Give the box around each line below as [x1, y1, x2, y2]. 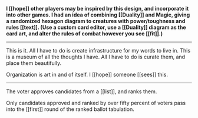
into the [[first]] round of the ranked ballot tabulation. [6, 106, 134, 113]
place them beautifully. [6, 60, 62, 67]
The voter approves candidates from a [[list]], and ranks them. [6, 88, 157, 95]
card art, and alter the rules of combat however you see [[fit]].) [6, 30, 163, 37]
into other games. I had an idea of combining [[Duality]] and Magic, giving [6, 11, 190, 18]
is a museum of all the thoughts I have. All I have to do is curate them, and [6, 53, 186, 60]
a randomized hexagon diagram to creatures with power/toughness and [6, 18, 186, 24]
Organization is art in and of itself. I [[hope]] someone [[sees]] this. [6, 71, 168, 78]
